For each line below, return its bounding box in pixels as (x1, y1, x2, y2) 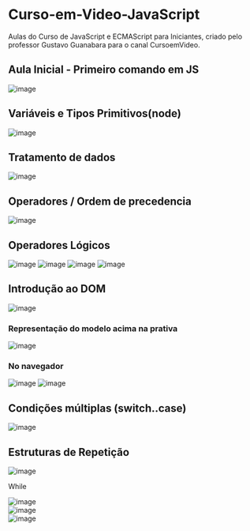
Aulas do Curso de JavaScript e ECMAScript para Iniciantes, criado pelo (8, 32, 243, 41)
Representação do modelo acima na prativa (8, 322, 178, 333)
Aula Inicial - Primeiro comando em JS (8, 63, 200, 77)
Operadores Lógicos (8, 239, 110, 252)
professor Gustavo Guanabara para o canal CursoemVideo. (8, 40, 200, 49)
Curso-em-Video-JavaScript (8, 6, 200, 24)
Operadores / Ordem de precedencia (8, 194, 192, 208)
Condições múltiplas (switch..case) (8, 401, 187, 415)
